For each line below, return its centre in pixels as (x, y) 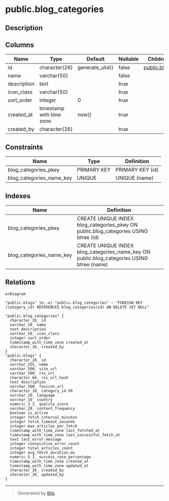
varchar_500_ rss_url (32, 373)
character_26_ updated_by (37, 474)
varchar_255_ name (29, 364)
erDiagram (16, 294)
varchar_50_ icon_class (34, 333)
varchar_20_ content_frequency (43, 408)
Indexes (18, 196)
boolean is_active (29, 413)
